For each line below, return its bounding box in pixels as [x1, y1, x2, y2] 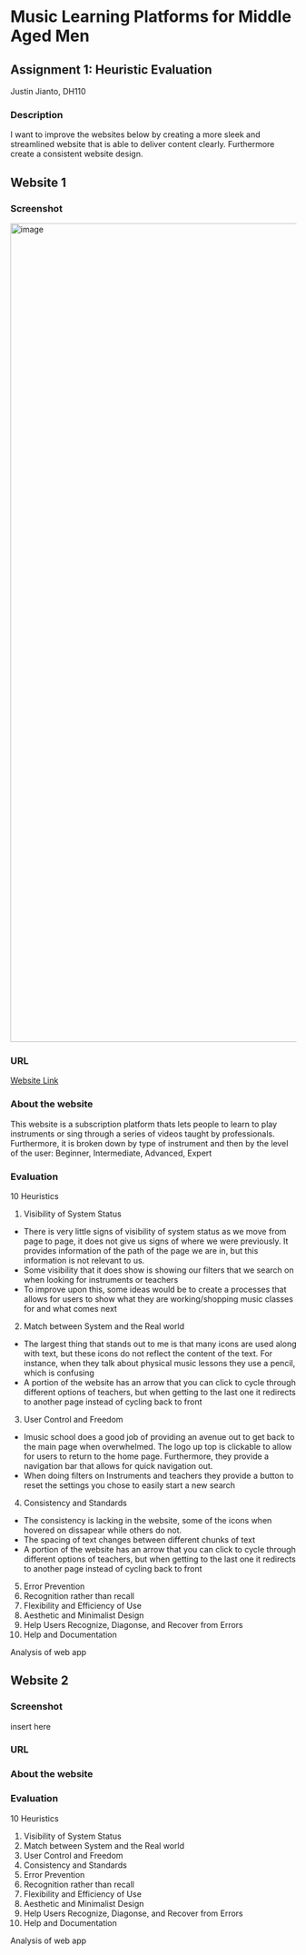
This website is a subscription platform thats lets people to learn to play [10, 1118, 278, 1129]
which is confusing [23, 1367, 94, 1378]
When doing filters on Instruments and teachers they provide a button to [23, 1470, 294, 1481]
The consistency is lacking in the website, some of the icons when [23, 1514, 272, 1525]
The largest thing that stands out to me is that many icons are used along [23, 1338, 298, 1349]
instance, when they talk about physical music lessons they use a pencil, [23, 1357, 296, 1368]
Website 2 [10, 1673, 69, 1689]
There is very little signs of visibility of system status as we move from [23, 1226, 287, 1236]
